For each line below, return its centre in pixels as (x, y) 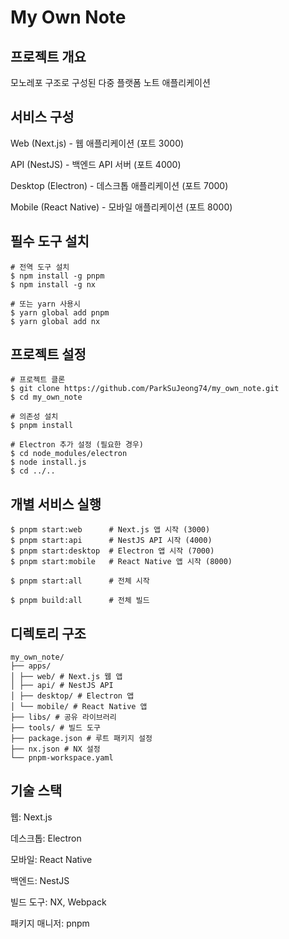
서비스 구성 (42, 117)
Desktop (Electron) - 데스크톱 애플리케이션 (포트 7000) (119, 185)
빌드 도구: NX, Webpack (58, 902)
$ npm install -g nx (53, 284)
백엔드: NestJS (40, 880)
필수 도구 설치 (50, 241)
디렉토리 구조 (48, 633)
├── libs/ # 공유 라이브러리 (63, 717)
